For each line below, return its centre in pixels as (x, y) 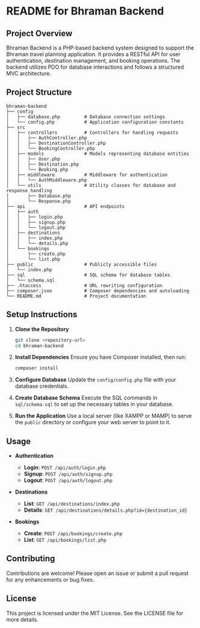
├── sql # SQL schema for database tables (88, 275)
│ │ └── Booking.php (37, 169)
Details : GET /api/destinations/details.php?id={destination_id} (106, 510)
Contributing (31, 559)
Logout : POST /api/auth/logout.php (68, 480)
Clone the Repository (42, 329)
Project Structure (39, 93)
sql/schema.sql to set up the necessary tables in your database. (94, 404)
